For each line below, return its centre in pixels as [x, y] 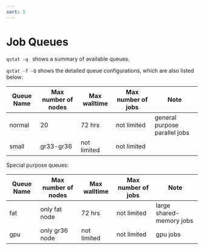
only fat [51, 209]
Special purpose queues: [37, 165]
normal [19, 125]
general [165, 117]
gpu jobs [168, 234]
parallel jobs [172, 132]
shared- [168, 213]
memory [168, 220]
